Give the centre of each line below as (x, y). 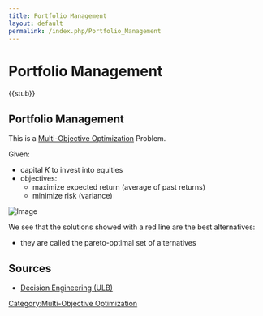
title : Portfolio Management (58, 16)
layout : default (36, 23)
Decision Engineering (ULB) (67, 288)
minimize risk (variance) (72, 196)
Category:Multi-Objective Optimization (73, 303)
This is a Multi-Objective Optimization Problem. (87, 139)
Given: (19, 154)
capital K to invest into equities (71, 170)
